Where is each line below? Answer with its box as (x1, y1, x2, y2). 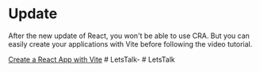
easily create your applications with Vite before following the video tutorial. (8, 39, 253, 48)
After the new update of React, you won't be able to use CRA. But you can (8, 31, 250, 40)
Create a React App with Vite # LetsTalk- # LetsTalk (8, 55, 176, 64)
